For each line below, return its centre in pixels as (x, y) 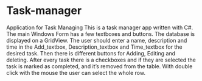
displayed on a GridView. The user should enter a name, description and (97, 40)
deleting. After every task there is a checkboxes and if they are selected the (101, 60)
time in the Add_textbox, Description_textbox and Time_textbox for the (94, 47)
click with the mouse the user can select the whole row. (76, 72)
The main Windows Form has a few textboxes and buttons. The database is (101, 33)
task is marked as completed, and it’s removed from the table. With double (99, 66)
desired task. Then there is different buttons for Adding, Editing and (91, 53)
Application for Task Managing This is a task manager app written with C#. (100, 27)
